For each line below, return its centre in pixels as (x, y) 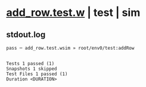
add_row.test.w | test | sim (73, 13)
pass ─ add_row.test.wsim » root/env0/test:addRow (70, 48)
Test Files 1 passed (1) (37, 74)
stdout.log (26, 35)
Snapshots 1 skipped (32, 69)
